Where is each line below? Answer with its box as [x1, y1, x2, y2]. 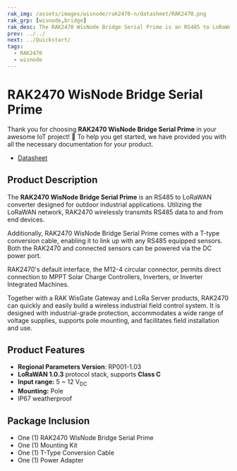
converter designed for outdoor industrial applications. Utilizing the [7, 200, 202, 209]
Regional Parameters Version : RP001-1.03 [17, 362, 142, 371]
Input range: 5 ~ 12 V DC [17, 378, 87, 388]
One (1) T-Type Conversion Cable [17, 448, 115, 457]
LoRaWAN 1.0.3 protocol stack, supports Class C [17, 370, 161, 379]
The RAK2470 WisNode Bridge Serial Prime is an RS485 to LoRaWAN [7, 192, 212, 201]
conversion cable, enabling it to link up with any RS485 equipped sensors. [7, 236, 223, 245]
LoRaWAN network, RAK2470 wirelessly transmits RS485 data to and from [7, 207, 224, 216]
